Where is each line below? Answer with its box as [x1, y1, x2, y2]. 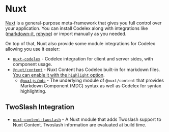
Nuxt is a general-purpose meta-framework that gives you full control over [5, 20, 162, 26]
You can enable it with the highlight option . [12, 72, 105, 78]
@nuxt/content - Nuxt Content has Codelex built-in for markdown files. [12, 67, 160, 73]
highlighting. [20, 88, 47, 94]
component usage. [12, 61, 52, 67]
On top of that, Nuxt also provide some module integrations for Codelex [5, 40, 155, 46]
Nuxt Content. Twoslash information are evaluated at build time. [12, 121, 147, 127]
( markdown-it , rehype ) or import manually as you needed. [5, 30, 127, 37]
